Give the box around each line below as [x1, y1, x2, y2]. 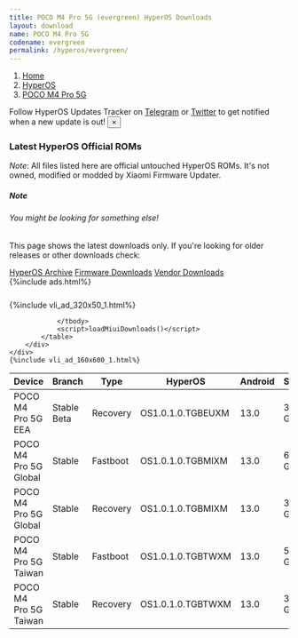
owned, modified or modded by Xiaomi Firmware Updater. [9, 170, 222, 180]
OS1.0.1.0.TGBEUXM [140, 407, 230, 419]
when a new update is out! [9, 116, 106, 127]
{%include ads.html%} [9, 276, 91, 287]
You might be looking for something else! [9, 212, 160, 223]
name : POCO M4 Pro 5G [9, 29, 90, 38]
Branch [51, 375, 84, 387]
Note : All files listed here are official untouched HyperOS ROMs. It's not [9, 161, 270, 171]
